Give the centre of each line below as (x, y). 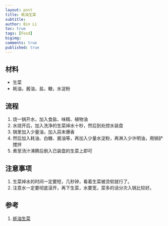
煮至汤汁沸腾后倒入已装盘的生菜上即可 (52, 151)
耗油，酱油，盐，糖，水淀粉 (41, 88)
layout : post (19, 10)
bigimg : (13, 38)
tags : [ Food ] (19, 33)
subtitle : (16, 19)
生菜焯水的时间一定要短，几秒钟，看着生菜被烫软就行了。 (72, 182)
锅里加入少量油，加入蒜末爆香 (43, 132)
